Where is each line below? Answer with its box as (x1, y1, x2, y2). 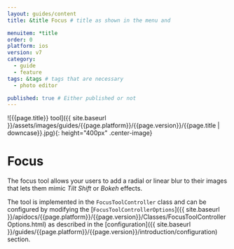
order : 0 (7, 36, 33, 43)
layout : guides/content (7, 10, 77, 18)
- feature (13, 68, 42, 76)
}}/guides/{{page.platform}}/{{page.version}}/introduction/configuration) (7, 228, 218, 236)
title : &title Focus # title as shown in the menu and (7, 17, 171, 24)
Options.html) (7, 220, 47, 229)
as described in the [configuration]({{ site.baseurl (48, 220, 191, 229)
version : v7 (7, 49, 42, 56)
